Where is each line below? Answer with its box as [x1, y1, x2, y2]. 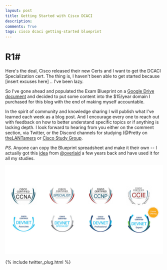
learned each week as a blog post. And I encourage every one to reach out [5, 114, 159, 120]
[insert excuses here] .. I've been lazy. [5, 78, 84, 84]
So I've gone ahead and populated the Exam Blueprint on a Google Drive [5, 88, 154, 94]
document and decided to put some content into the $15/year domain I [5, 93, 150, 99]
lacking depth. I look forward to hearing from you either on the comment [5, 124, 154, 130]
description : [5, 18, 32, 23]
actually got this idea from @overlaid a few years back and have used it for [5, 150, 159, 156]
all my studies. [5, 155, 35, 161]
